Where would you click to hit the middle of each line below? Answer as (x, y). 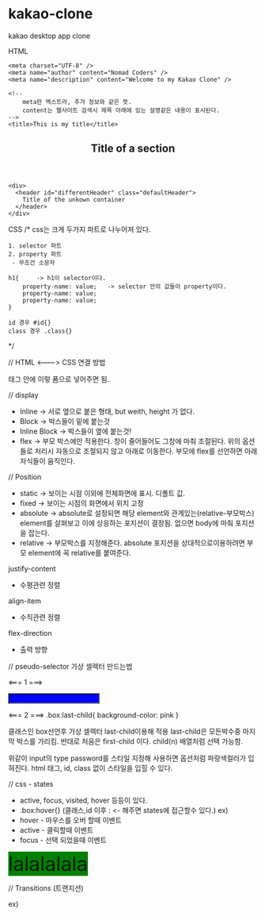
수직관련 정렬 (40, 618)
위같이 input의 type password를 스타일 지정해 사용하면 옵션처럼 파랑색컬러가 (127, 758)
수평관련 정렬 (40, 585)
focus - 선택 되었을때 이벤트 (63, 840)
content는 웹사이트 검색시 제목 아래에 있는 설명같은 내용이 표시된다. (121, 110)
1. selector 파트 (35, 246)
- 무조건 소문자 (33, 263)
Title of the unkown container (74, 200)
